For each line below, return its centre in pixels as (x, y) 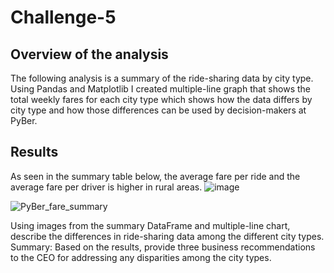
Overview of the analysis (89, 54)
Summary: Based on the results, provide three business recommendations (163, 247)
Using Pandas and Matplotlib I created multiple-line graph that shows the (160, 89)
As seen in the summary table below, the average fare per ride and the (155, 176)
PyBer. (24, 120)
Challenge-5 (63, 17)
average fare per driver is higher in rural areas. (106, 187)
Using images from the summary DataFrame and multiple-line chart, (150, 225)
